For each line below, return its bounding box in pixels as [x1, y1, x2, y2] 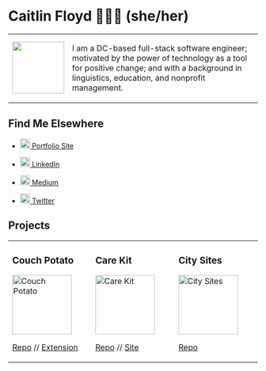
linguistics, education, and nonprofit [72, 72, 206, 83]
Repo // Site [95, 342, 139, 353]
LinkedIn [31, 159, 60, 168]
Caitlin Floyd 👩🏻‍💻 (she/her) [8, 7, 189, 25]
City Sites [178, 254, 223, 267]
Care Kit [95, 254, 132, 267]
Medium [31, 177, 59, 187]
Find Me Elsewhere [8, 117, 104, 131]
